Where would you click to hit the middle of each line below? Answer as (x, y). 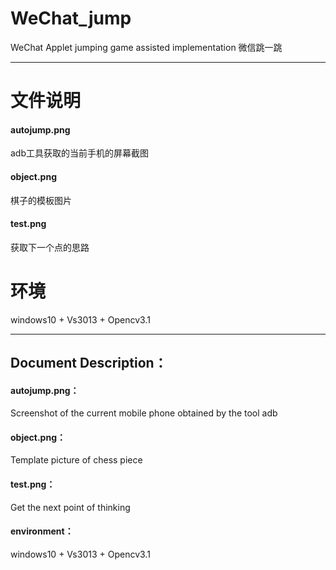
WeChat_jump (71, 18)
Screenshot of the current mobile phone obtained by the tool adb (144, 413)
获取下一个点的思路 (50, 247)
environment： (42, 531)
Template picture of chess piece (76, 460)
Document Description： (89, 363)
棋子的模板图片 (41, 200)
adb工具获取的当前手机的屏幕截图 (80, 153)
